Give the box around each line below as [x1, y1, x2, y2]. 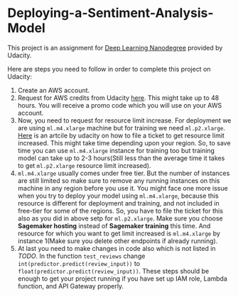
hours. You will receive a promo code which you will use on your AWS [17, 101, 222, 109]
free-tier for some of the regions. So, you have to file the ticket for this [17, 206, 224, 215]
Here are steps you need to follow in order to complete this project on [7, 65, 211, 73]
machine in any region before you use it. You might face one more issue [17, 184, 229, 192]
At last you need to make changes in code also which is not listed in [17, 244, 216, 252]
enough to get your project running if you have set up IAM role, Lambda [17, 274, 227, 283]
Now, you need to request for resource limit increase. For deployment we [17, 116, 232, 125]
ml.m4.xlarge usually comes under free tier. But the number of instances [17, 169, 230, 177]
